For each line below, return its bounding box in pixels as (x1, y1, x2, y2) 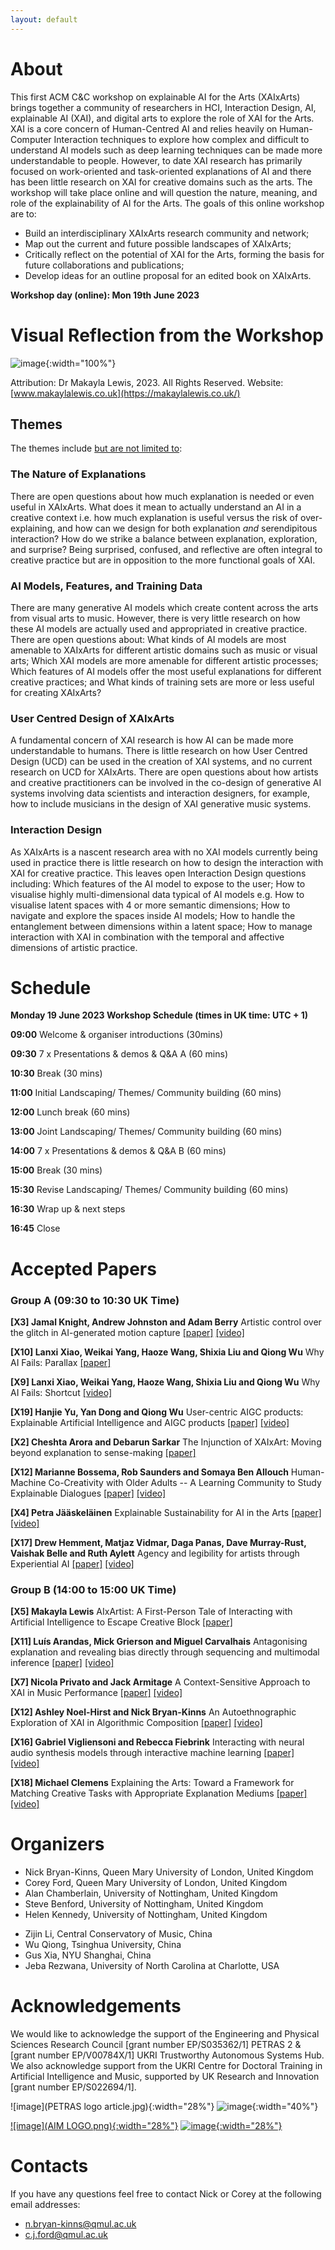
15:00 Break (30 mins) (10, 1164, 103, 1176)
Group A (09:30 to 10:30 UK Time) (10, 1293, 180, 1307)
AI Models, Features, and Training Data (10, 579, 203, 593)
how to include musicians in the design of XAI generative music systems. (10, 798, 312, 810)
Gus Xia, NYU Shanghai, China (24, 1949, 152, 1961)
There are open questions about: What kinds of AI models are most (10, 633, 287, 645)
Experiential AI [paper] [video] (10, 1557, 135, 1570)
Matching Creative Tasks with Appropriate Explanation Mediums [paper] (10, 1787, 308, 1800)
